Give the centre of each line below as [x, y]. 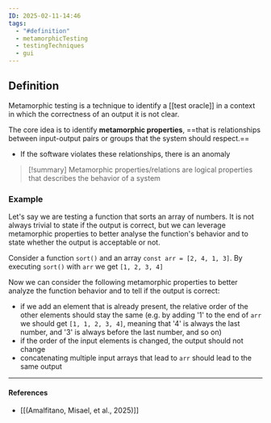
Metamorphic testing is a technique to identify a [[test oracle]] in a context [132, 105]
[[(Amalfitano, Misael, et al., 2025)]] [79, 410]
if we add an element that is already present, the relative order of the [134, 307]
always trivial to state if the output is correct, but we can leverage [117, 225]
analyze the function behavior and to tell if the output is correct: [114, 291]
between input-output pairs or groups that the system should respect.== [129, 138]
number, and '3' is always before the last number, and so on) [121, 333]
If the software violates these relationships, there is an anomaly [125, 153]
